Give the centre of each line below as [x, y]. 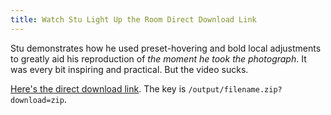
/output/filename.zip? [235, 89]
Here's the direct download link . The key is [98, 88]
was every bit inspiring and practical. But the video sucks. [129, 69]
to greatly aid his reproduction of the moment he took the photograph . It [158, 58]
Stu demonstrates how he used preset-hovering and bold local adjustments [166, 48]
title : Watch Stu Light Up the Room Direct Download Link [133, 19]
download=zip [37, 100]
